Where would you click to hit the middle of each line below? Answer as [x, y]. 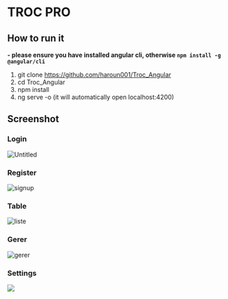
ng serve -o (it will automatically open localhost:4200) [95, 97]
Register [22, 173]
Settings [22, 273]
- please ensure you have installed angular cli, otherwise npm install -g [114, 55]
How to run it [36, 38]
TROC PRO [39, 12]
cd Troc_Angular [41, 82]
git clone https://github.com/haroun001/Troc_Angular [94, 75]
